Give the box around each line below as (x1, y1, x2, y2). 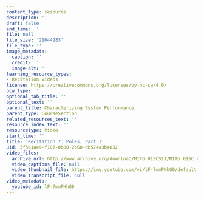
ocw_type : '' (6, 88, 39, 94)
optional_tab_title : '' (6, 93, 67, 99)
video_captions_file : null (12, 161, 80, 167)
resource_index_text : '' (6, 122, 69, 128)
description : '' (6, 15, 47, 21)
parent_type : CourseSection (6, 110, 78, 116)
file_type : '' (6, 43, 42, 49)
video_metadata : (6, 178, 47, 184)
